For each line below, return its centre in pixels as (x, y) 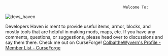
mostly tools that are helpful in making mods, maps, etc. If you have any (80, 32)
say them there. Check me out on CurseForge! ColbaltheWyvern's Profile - (83, 42)
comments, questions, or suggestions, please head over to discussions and (84, 37)
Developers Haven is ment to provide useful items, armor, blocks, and (78, 26)
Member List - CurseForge (33, 48)
